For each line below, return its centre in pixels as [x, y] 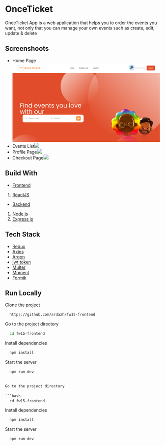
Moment [21, 272]
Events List [23, 146]
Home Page [24, 61]
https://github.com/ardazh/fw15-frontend [53, 315]
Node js [20, 214]
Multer [19, 267]
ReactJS [21, 194]
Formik [19, 278]
